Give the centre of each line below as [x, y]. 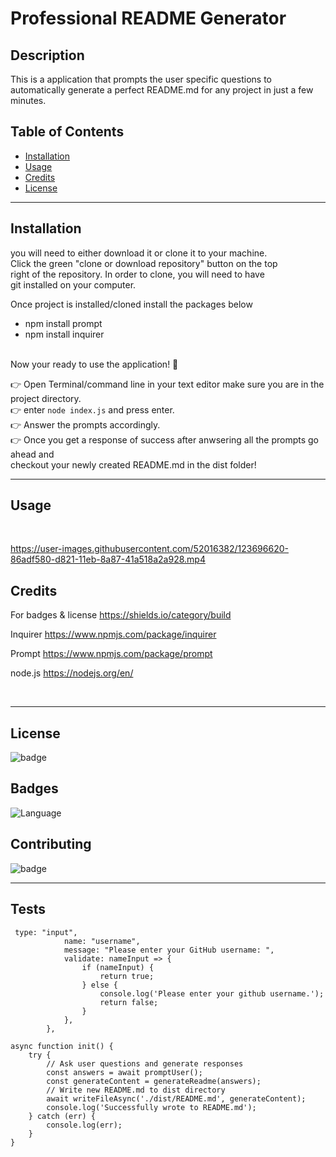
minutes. [28, 100]
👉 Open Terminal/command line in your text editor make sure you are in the [167, 384]
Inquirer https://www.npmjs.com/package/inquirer [113, 634]
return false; [129, 1002]
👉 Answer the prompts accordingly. [85, 424]
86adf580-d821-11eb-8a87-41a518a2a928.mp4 [108, 559]
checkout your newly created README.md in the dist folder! [133, 464]
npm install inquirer [64, 334]
